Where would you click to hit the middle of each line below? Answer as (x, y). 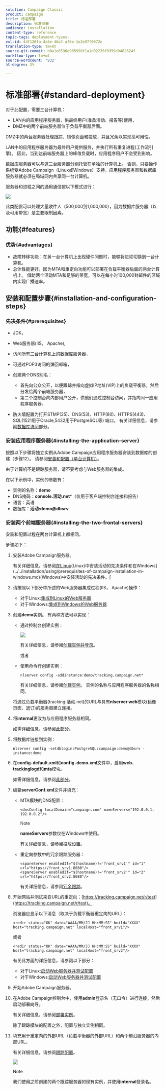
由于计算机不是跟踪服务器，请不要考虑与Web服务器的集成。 (66, 469)
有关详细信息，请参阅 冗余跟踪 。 (52, 887)
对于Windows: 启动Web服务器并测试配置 (60, 977)
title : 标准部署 (21, 19)
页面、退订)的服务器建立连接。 (44, 708)
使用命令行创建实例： (41, 666)
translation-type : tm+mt (31, 46)
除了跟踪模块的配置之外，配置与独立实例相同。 (60, 1025)
